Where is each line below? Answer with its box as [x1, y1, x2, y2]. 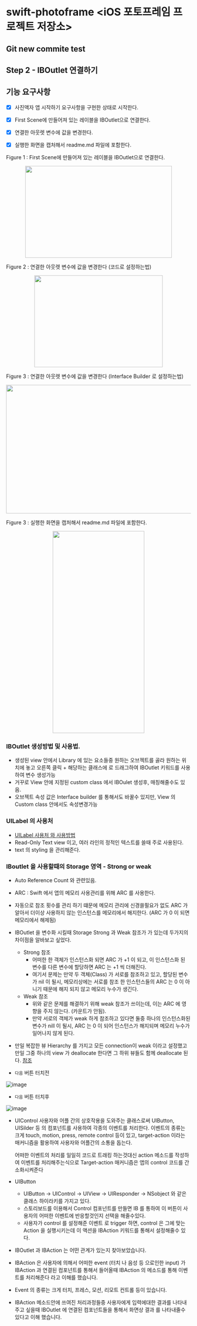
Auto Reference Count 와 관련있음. [14, 876, 97, 883]
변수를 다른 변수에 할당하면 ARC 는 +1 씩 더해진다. [32, 963, 147, 970]
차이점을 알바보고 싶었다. [14, 936, 72, 943]
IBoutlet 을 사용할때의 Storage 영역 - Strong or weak [6, 862, 152, 870]
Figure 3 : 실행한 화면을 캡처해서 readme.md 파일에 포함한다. [6, 519, 147, 526]
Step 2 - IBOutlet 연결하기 [6, 65, 98, 75]
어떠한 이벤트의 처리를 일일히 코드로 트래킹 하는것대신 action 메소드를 [14, 1151, 174, 1158]
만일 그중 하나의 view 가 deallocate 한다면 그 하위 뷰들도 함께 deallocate [14, 1049, 182, 1056]
